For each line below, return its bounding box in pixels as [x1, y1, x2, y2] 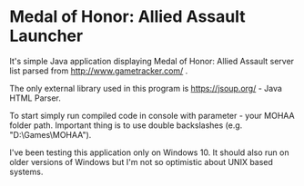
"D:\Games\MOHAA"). [9, 129, 92, 140]
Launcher [9, 25, 84, 46]
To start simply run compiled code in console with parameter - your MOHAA [9, 110, 295, 121]
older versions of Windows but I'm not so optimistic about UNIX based [9, 156, 273, 167]
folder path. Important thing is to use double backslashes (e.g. [9, 120, 243, 131]
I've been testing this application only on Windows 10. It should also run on [9, 147, 289, 158]
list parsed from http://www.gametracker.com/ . [9, 65, 188, 76]
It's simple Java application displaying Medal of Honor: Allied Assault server [9, 55, 294, 66]
